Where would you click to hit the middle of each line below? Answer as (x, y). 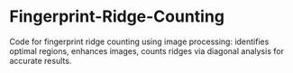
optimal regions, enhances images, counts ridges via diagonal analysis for (146, 50)
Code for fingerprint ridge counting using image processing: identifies (139, 41)
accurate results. (41, 60)
